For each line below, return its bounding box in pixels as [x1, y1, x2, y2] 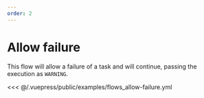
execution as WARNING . [7, 69, 69, 77]
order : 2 [7, 10, 32, 17]
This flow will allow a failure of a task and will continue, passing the [7, 62, 197, 71]
